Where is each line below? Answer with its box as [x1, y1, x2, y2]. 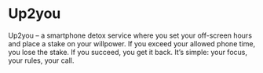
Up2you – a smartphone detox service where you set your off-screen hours [8, 31, 253, 40]
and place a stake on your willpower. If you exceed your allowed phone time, [8, 38, 256, 48]
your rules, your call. [8, 56, 75, 65]
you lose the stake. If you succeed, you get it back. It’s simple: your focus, [8, 47, 247, 57]
